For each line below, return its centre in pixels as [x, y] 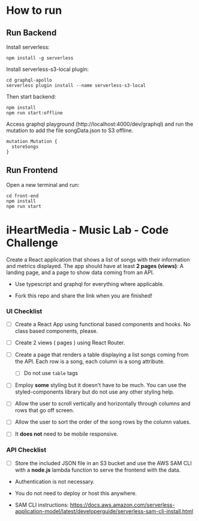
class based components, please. [56, 331]
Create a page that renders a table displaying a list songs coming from [102, 355]
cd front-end [22, 196]
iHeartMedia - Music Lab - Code [88, 230]
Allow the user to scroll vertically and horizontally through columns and [102, 404]
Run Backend [31, 33]
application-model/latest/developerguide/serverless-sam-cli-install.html [104, 511]
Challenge [32, 243]
